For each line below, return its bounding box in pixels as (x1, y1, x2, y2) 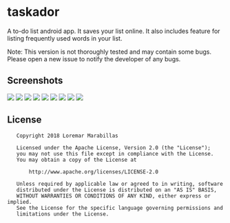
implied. (7, 198, 32, 205)
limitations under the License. (16, 211, 109, 217)
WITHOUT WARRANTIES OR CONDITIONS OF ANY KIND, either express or (16, 192, 211, 200)
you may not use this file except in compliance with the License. (16, 150, 214, 157)
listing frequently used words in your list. (7, 34, 123, 42)
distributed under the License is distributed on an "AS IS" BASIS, (16, 187, 217, 193)
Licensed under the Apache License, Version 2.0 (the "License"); (16, 144, 211, 151)
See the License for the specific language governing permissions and (16, 204, 224, 211)
